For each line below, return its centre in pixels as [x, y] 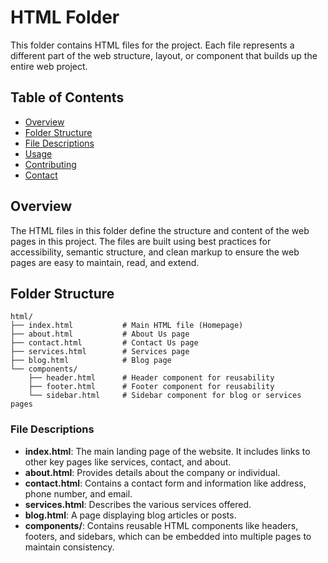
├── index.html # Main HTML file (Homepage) [127, 326]
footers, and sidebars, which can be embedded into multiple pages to [168, 536]
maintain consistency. [69, 547]
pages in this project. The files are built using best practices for [141, 241]
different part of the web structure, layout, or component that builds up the [164, 55]
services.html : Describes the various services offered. [138, 504]
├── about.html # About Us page [100, 334]
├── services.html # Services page [100, 352]
